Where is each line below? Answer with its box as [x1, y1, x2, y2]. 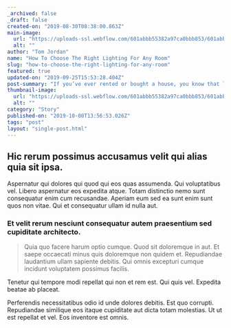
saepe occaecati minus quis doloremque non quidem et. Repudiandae [23, 250, 222, 259]
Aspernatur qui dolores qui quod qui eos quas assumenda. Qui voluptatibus [7, 179, 221, 188]
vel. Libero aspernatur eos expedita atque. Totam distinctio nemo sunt [7, 187, 206, 195]
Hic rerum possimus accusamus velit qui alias [7, 151, 208, 162]
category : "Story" [7, 106, 60, 113]
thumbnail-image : [7, 87, 57, 94]
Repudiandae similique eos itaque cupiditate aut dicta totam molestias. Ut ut [7, 306, 222, 314]
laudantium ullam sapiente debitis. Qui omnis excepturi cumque [23, 257, 204, 265]
